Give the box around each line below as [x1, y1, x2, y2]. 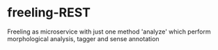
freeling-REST [7, 5, 91, 21]
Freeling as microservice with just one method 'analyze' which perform [7, 27, 211, 36]
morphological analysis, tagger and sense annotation [7, 34, 159, 42]
